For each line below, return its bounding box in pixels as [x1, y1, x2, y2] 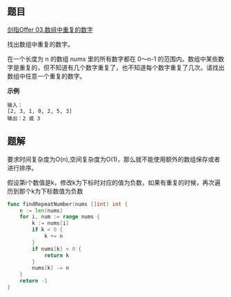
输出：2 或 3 [7, 115, 41, 122]
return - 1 [19, 278, 48, 285]
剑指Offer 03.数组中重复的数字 [7, 25, 93, 34]
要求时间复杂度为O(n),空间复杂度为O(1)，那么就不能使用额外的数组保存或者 [7, 155, 221, 163]
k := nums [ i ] [32, 220, 70, 227]
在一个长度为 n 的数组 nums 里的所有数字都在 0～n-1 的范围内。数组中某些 [7, 54, 219, 63]
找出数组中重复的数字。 [7, 40, 74, 48]
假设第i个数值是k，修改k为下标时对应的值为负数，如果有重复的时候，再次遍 [7, 178, 221, 187]
